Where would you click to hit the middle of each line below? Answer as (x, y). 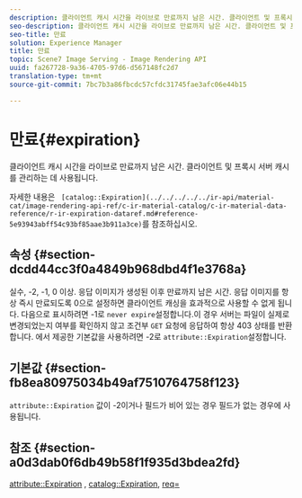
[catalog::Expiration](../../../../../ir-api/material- (168, 197)
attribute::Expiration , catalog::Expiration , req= (94, 484)
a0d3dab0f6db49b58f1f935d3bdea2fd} (125, 462)
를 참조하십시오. (170, 223)
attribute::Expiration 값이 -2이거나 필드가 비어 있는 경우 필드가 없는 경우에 (145, 405)
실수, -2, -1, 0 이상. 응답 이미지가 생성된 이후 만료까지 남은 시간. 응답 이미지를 (145, 292)
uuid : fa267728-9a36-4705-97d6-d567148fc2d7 (94, 68)
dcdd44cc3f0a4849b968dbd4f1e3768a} (128, 269)
